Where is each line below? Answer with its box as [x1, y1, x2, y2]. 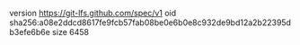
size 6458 [52, 27, 90, 37]
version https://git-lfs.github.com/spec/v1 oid [9, 8, 177, 18]
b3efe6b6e [9, 27, 51, 37]
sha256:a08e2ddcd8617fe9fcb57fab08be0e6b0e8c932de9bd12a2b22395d [9, 17, 292, 28]
